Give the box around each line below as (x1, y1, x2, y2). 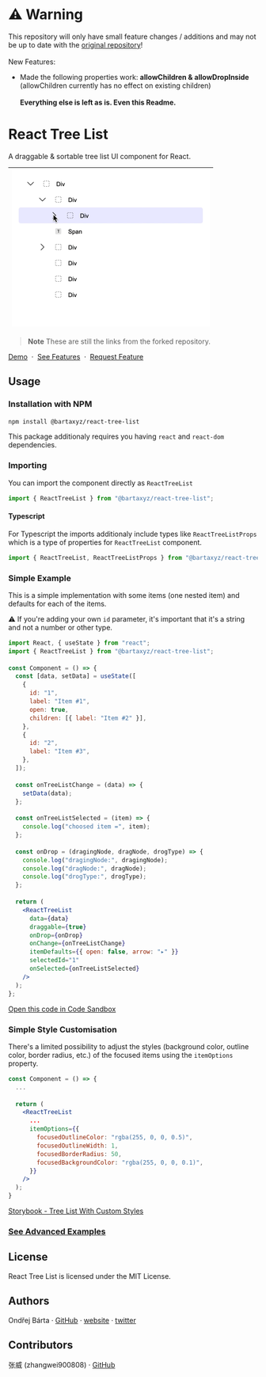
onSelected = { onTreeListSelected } (28, 964, 140, 973)
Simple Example (8, 572, 71, 584)
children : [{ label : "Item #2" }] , (28, 714, 147, 722)
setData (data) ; (22, 789, 73, 797)
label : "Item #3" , (28, 747, 90, 755)
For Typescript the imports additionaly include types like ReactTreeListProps (8, 529, 257, 538)
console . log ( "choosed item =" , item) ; (22, 823, 150, 831)
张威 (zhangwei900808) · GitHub (8, 1360, 116, 1370)
